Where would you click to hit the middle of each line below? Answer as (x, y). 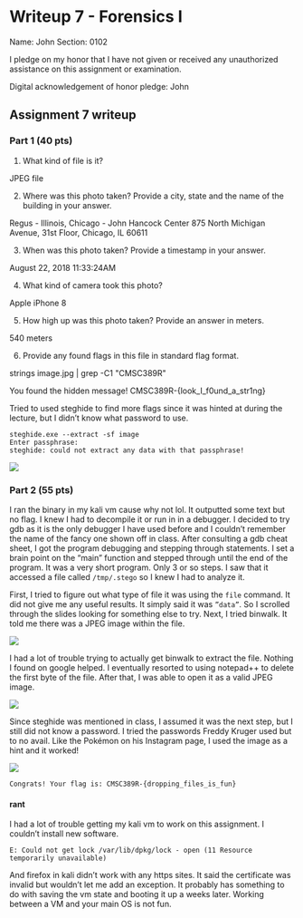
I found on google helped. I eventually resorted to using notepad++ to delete (151, 667)
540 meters (31, 338)
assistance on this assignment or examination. (95, 69)
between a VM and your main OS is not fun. (90, 904)
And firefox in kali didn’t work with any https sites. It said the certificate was (150, 875)
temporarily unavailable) (58, 858)
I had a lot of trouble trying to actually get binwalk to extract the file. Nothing (151, 658)
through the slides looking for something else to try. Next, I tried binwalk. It (148, 614)
